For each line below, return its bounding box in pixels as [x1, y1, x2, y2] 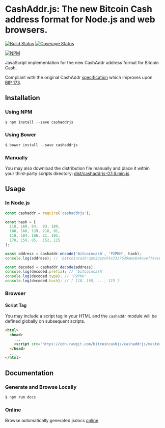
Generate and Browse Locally [5, 383, 77, 390]
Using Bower [5, 131, 36, 138]
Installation [5, 94, 40, 102]
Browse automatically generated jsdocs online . [5, 418, 100, 424]
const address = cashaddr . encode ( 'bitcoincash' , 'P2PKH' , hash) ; [5, 251, 141, 256]
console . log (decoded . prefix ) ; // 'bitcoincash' [5, 269, 105, 274]
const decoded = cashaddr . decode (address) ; [5, 264, 96, 270]
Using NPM [5, 109, 33, 115]
